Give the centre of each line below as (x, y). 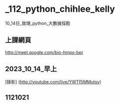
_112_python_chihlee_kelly (60, 9)
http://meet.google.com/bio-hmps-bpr (44, 52)
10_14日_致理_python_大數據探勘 (38, 23)
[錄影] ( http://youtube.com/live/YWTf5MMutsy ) (53, 81)
